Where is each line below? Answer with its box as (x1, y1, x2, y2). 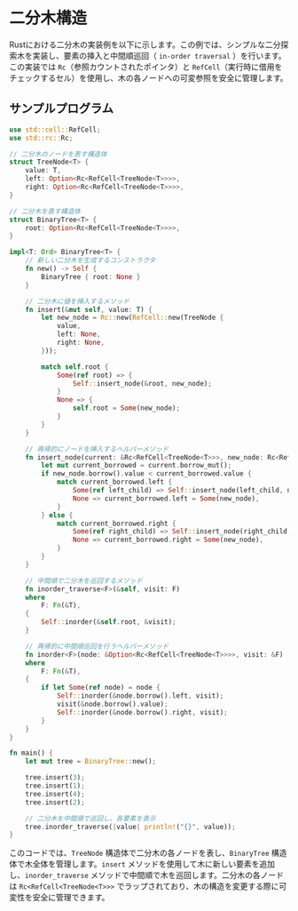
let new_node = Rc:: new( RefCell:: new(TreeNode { (41, 313, 224, 323)
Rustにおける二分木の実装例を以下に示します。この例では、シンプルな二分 (9, 39, 281, 50)
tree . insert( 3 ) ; (25, 773, 86, 782)
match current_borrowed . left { (56, 477, 173, 487)
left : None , (56, 330, 101, 339)
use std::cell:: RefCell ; (9, 125, 101, 134)
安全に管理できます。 (32, 892, 110, 903)
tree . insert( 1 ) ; (25, 781, 86, 790)
